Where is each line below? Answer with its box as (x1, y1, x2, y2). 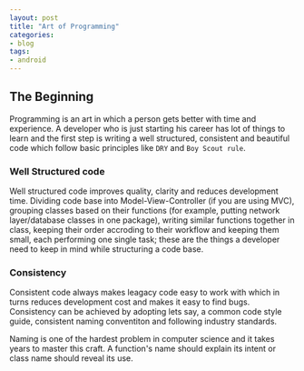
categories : (9, 30, 54, 39)
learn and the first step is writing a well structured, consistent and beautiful (9, 133, 290, 144)
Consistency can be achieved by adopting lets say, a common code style (9, 306, 283, 317)
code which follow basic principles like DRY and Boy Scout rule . (9, 142, 247, 153)
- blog (9, 38, 34, 48)
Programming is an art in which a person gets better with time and (9, 113, 257, 124)
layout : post (9, 13, 59, 23)
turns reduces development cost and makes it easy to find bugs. (9, 296, 250, 307)
